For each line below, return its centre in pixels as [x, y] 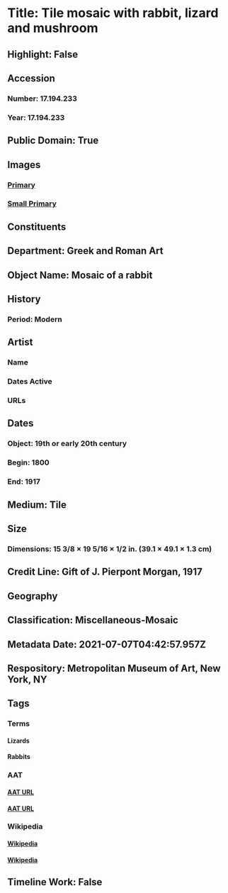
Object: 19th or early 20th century [67, 443]
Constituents [37, 227]
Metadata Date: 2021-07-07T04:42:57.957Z [107, 644]
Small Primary [32, 204]
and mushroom [53, 28]
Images [24, 165]
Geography [33, 596]
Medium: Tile [37, 505]
